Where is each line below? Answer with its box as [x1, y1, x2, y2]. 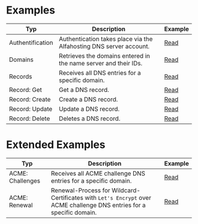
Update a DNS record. [58, 104, 120, 113]
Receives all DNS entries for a [58, 68, 141, 77]
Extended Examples [6, 138, 105, 151]
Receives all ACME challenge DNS [51, 169, 146, 177]
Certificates [51, 193, 84, 202]
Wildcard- [111, 186, 141, 195]
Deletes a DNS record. [58, 114, 121, 123]
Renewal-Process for [51, 186, 111, 195]
